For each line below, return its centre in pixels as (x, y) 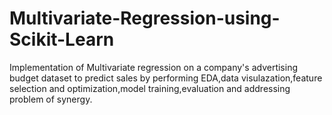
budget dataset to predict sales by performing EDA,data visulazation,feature (166, 78)
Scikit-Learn (62, 39)
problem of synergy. (51, 99)
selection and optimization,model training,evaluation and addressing (150, 88)
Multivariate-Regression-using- (145, 18)
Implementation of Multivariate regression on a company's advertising (154, 67)
